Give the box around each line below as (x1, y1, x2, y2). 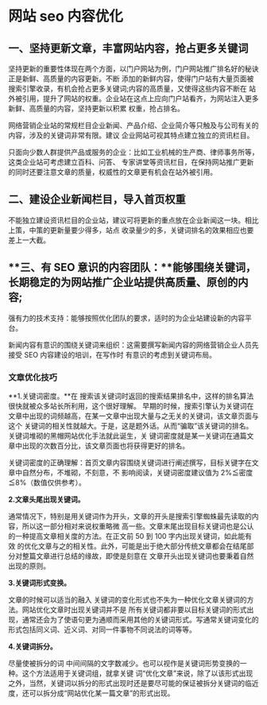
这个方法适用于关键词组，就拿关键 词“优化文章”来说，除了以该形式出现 (21, 668, 253, 678)
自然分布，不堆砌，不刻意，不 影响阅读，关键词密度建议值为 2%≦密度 (21, 467, 253, 477)
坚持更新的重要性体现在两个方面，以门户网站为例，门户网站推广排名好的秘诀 (8, 64, 259, 73)
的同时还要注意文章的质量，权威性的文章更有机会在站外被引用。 (8, 168, 217, 176)
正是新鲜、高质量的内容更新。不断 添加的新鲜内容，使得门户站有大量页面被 (8, 74, 254, 83)
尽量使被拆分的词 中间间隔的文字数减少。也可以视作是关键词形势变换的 (8, 658, 240, 668)
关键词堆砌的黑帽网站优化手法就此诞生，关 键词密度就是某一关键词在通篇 (8, 431, 247, 440)
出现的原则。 (8, 561, 50, 571)
